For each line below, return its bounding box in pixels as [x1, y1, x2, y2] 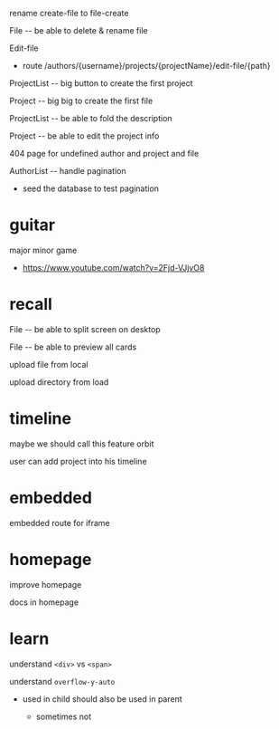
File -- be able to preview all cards [9, 341, 137, 352]
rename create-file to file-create [9, 8, 129, 18]
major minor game [9, 245, 78, 255]
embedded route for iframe [9, 517, 110, 528]
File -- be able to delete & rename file [9, 25, 148, 35]
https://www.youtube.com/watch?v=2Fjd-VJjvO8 [22, 262, 205, 273]
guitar [9, 215, 56, 235]
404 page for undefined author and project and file [9, 149, 200, 158]
